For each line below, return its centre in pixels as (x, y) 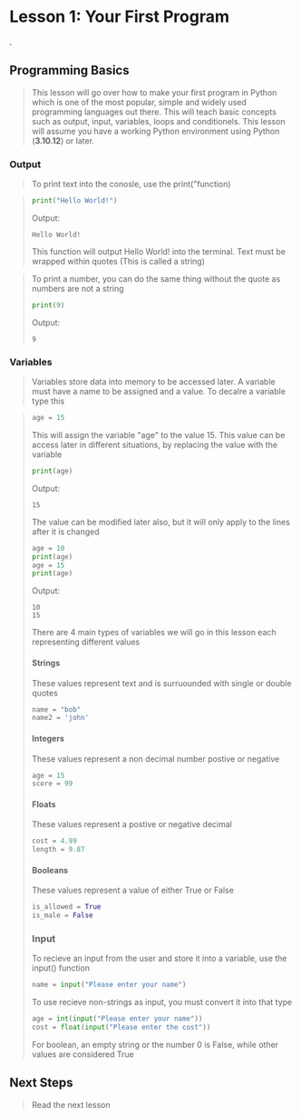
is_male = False (62, 915)
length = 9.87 (58, 850)
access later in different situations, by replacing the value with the (155, 444)
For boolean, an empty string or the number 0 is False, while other (155, 1045)
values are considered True (83, 1054)
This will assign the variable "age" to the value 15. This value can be (158, 434)
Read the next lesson (71, 1104)
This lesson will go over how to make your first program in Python (154, 92)
